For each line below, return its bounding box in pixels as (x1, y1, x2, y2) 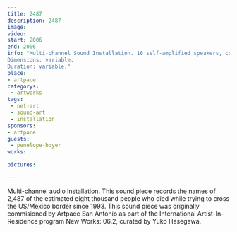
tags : (7, 96, 23, 103)
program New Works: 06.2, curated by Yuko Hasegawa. (39, 216, 202, 225)
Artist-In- (197, 209, 224, 218)
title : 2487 (7, 10, 42, 18)
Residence (7, 216, 38, 225)
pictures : (7, 161, 37, 168)
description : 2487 (7, 17, 61, 24)
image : (7, 23, 27, 30)
